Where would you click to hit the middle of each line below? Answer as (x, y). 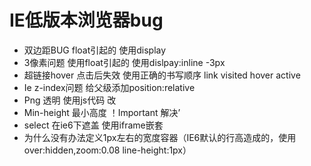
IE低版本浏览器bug (86, 20)
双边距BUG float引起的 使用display (95, 50)
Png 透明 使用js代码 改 (70, 100)
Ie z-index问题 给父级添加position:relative (109, 87)
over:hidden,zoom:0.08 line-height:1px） (107, 150)
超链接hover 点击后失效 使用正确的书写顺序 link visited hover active (162, 75)
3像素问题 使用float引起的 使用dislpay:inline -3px (124, 62)
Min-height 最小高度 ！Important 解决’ (102, 112)
